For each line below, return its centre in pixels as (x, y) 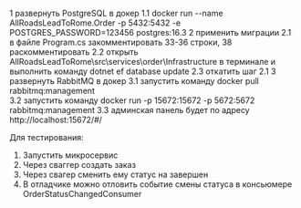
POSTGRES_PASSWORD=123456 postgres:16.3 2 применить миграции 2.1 (150, 32)
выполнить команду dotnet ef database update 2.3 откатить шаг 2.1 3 (143, 71)
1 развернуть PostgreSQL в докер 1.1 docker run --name (116, 13)
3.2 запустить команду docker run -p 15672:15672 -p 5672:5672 (132, 100)
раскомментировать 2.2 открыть (74, 52)
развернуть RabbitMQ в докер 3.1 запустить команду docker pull (135, 81)
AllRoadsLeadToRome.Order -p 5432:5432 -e (95, 23)
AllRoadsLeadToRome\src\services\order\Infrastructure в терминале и (143, 62)
